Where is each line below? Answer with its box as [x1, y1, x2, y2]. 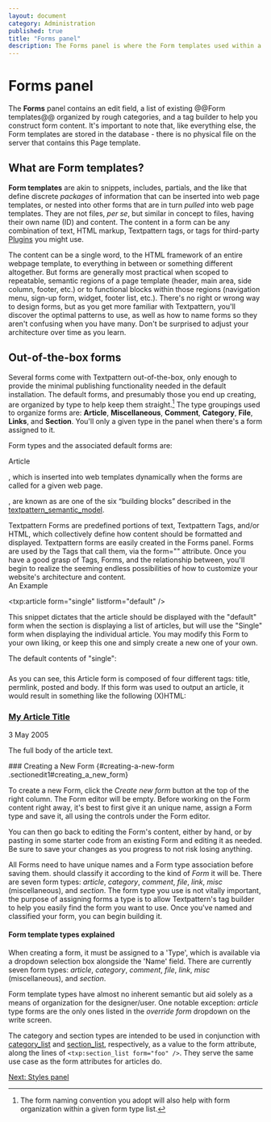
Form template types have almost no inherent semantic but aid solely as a [8, 989, 253, 999]
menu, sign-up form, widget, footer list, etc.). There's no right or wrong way [8, 293, 261, 303]
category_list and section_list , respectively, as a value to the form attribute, [8, 1039, 256, 1048]
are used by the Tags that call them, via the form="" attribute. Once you [8, 547, 247, 557]
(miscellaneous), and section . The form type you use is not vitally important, [8, 885, 261, 895]
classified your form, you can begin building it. [8, 911, 163, 921]
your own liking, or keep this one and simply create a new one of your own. [8, 638, 258, 648]
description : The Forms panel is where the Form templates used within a [8, 42, 262, 50]
